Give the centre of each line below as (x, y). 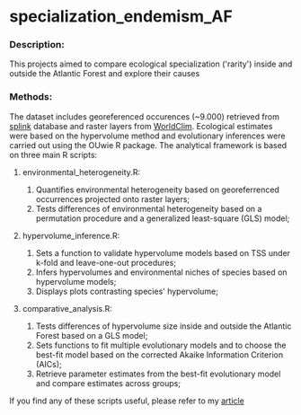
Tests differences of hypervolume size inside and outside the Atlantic (164, 326)
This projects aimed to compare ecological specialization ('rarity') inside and (151, 64)
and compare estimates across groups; (108, 383)
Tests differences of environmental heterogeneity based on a (149, 208)
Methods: (31, 97)
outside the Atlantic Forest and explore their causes (105, 74)
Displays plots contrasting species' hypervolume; (127, 291)
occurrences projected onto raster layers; (113, 199)
